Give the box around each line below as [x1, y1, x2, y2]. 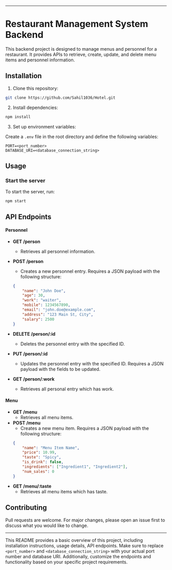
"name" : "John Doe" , [22, 288, 66, 293]
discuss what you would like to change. [5, 522, 89, 529]
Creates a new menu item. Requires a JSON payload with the [20, 425, 149, 431]
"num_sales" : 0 [22, 469, 55, 474]
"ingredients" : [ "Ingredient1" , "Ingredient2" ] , [22, 464, 128, 470]
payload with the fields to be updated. [20, 366, 101, 372]
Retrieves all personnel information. [20, 248, 96, 254]
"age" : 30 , [22, 293, 46, 298]
